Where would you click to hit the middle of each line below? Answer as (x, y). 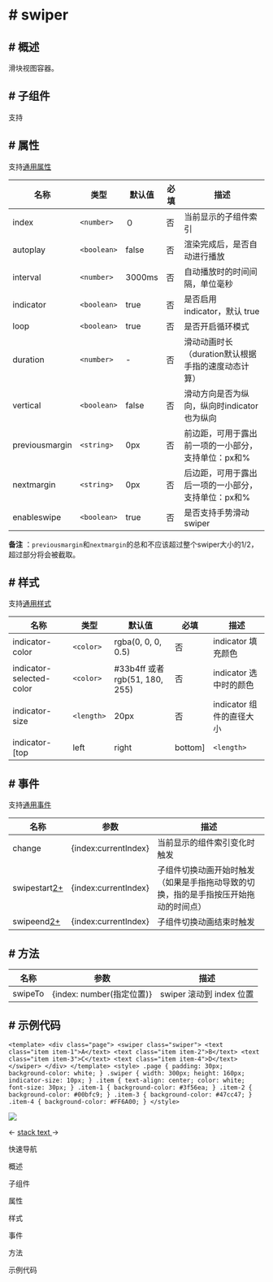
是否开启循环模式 (217, 326)
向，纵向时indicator (221, 406)
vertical (27, 405)
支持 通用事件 (30, 805)
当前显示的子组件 (217, 216)
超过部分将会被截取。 (44, 554)
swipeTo (28, 994)
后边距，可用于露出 (221, 473)
